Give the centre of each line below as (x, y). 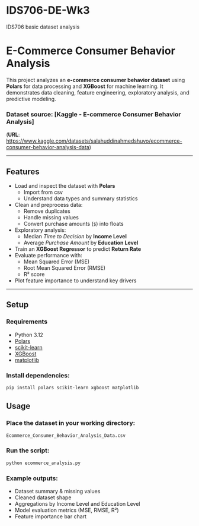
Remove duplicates (47, 211)
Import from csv (43, 192)
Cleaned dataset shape (43, 497)
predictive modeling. (31, 99)
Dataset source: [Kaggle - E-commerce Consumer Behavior (94, 114)
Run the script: (28, 451)
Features (23, 171)
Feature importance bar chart (51, 516)
